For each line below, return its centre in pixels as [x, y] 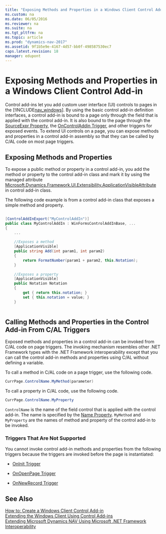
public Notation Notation [41, 283]
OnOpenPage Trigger [34, 473]
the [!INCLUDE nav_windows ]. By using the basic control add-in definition [80, 110]
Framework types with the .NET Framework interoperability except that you [82, 352]
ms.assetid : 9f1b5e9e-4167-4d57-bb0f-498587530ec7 [58, 47]
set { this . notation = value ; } [56, 297]
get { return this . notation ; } [55, 293]
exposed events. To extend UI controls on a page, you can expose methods [82, 131]
